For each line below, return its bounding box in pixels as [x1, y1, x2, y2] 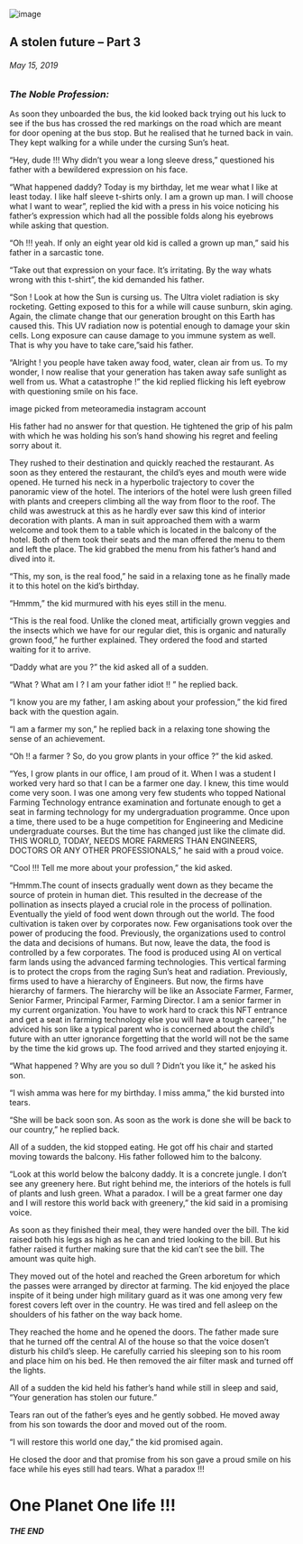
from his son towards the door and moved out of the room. [9, 1419, 227, 1429]
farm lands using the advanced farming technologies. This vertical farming [9, 957, 287, 967]
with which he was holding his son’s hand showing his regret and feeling [9, 430, 278, 441]
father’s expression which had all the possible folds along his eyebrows [9, 210, 274, 221]
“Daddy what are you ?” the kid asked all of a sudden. [9, 661, 209, 672]
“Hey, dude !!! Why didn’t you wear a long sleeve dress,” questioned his [9, 154, 275, 165]
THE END [9, 1525, 45, 1536]
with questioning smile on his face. [9, 385, 139, 396]
